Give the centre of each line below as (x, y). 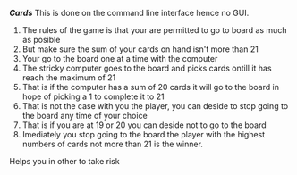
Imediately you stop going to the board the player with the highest (144, 134)
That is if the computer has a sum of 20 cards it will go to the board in (151, 87)
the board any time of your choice (85, 116)
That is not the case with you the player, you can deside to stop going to (155, 106)
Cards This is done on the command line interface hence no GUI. (129, 13)
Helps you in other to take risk (64, 161)
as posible (41, 40)
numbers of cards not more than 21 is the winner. (113, 144)
